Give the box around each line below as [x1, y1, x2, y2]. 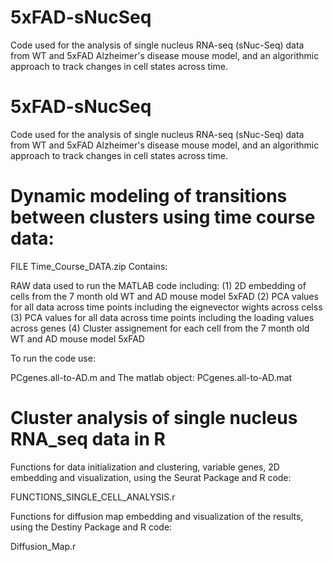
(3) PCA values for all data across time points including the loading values [10, 311, 315, 323]
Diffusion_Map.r [10, 540, 77, 552]
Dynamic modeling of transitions [10, 185, 288, 208]
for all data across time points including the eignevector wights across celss [10, 301, 323, 313]
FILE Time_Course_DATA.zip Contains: [10, 260, 168, 272]
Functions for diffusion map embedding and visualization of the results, [10, 510, 304, 522]
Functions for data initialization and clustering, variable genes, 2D [10, 461, 280, 473]
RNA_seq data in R [10, 428, 166, 450]
